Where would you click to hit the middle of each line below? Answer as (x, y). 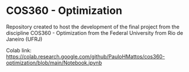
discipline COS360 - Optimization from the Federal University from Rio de (94, 33)
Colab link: (19, 50)
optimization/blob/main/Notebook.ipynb (54, 63)
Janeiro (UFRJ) (24, 39)
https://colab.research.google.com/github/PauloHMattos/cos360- (85, 56)
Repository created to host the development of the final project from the (93, 27)
